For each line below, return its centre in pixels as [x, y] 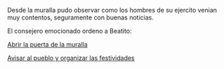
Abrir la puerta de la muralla [47, 44]
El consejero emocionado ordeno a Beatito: [70, 31]
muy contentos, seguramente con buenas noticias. [81, 17]
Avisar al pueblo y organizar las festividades [71, 58]
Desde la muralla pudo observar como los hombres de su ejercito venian [112, 10]
